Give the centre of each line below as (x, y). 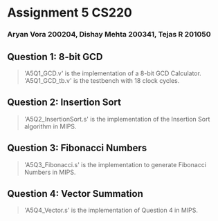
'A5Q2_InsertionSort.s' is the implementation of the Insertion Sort (117, 119)
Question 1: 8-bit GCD (55, 57)
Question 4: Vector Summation (75, 194)
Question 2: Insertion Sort (64, 103)
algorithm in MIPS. (50, 126)
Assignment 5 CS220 (70, 13)
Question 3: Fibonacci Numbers (77, 148)
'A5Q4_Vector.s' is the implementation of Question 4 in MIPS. (111, 210)
